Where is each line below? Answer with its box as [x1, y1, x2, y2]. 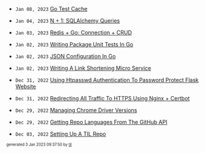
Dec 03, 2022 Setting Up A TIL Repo [15, 130, 106, 137]
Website [15, 83, 37, 90]
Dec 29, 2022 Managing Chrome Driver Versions [15, 106, 137, 114]
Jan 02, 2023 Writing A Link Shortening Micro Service [15, 64, 152, 72]
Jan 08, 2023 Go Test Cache [15, 6, 88, 12]
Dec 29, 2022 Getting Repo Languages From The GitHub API [15, 119, 168, 125]
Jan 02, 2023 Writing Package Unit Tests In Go [15, 41, 134, 48]
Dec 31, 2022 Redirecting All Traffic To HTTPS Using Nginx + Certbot [15, 95, 190, 102]
